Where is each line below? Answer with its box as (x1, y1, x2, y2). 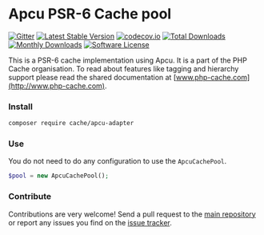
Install (8, 101, 34, 112)
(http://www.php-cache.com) (8, 81, 106, 91)
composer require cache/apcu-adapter (8, 120, 134, 128)
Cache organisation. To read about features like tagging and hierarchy (8, 63, 239, 73)
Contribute (8, 191, 52, 202)
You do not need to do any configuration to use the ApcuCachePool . (8, 156, 227, 166)
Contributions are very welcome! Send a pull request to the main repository (8, 209, 256, 219)
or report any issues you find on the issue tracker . (8, 217, 172, 227)
